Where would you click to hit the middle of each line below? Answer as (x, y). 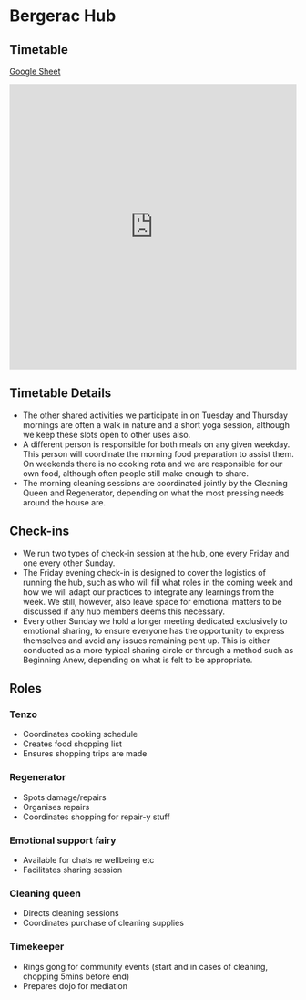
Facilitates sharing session (72, 870)
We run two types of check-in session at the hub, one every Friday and (156, 553)
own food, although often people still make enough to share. (135, 473)
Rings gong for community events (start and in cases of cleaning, (145, 966)
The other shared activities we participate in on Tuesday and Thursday (155, 415)
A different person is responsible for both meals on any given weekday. (156, 444)
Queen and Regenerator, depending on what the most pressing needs (153, 493)
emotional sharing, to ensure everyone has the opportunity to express (153, 630)
